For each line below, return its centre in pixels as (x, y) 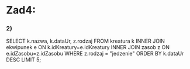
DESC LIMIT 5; (24, 60)
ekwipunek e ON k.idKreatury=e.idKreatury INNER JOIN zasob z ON (88, 47)
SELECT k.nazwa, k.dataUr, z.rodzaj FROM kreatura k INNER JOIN (86, 41)
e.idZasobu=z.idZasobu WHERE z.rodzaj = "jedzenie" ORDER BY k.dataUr (95, 54)
